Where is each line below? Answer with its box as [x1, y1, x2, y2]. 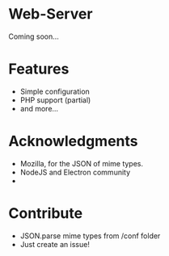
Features [8, 60, 70, 78]
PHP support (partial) [19, 94, 91, 105]
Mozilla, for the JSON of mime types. [19, 158, 144, 168]
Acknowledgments [8, 132, 139, 150]
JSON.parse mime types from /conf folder [19, 231, 161, 241]
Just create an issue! [19, 239, 91, 249]
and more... [19, 103, 59, 113]
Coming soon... [8, 31, 59, 41]
